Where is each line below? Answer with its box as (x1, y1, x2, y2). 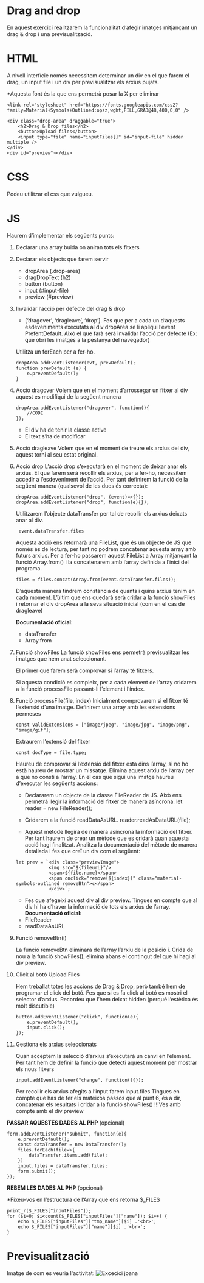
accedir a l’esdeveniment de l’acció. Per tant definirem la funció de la (15, 475, 188, 483)
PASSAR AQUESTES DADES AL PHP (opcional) (7, 1119, 125, 1126)
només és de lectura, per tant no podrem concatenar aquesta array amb (15, 545, 197, 552)
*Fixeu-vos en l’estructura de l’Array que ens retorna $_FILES (7, 1196, 160, 1203)
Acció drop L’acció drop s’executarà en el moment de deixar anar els (15, 463, 188, 470)
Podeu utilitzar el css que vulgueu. (7, 190, 93, 197)
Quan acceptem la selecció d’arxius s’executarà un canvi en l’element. (15, 1052, 191, 1059)
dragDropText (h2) (24, 274, 72, 281)
